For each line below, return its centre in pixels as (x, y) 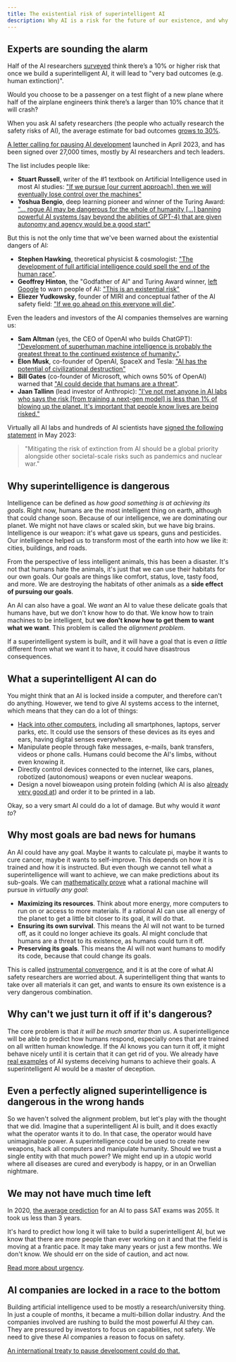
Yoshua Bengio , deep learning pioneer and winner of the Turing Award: (121, 202)
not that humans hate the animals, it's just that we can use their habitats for (116, 569)
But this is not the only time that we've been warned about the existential (113, 238)
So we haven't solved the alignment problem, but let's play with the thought (117, 1119)
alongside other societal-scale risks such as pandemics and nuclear (123, 457)
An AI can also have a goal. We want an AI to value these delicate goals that (117, 605)
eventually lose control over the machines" (80, 194)
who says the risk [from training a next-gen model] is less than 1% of (117, 399)
